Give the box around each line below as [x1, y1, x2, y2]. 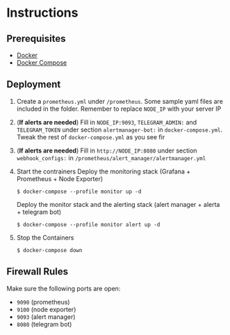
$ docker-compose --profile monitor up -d [16, 188, 142, 195]
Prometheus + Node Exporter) [16, 174, 104, 182]
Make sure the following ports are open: [6, 284, 121, 293]
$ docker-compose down [16, 247, 83, 254]
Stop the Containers [16, 233, 74, 242]
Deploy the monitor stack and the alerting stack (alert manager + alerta [16, 200, 220, 208]
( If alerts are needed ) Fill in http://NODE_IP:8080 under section [16, 146, 197, 155]
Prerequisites [6, 33, 66, 45]
